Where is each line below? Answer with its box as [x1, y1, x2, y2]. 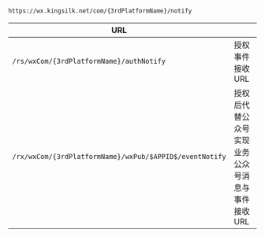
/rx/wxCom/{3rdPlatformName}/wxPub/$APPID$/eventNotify [12, 152, 226, 161]
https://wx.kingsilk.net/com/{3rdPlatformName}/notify [8, 7, 192, 15]
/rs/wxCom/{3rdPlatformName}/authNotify [12, 57, 166, 65]
